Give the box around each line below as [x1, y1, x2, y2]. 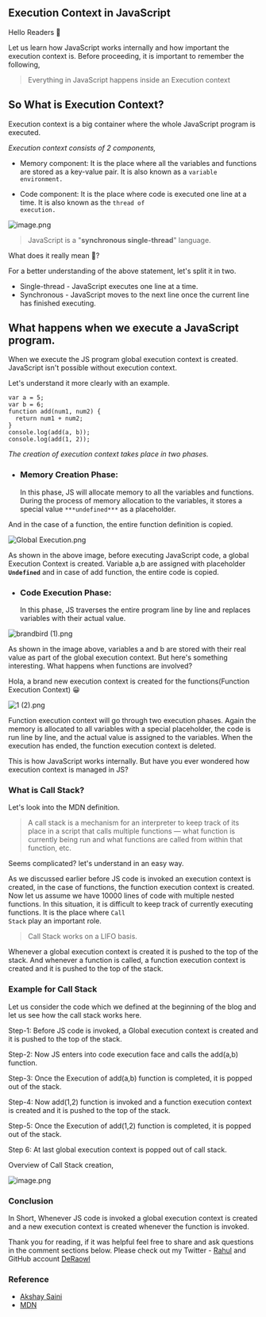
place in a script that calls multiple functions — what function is [27, 826, 236, 836]
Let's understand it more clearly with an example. [8, 379, 170, 388]
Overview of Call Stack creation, [8, 1160, 114, 1169]
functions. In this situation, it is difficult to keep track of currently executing [8, 899, 253, 909]
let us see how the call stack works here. [8, 1010, 142, 1019]
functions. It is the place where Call [8, 908, 125, 918]
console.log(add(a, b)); [8, 429, 91, 437]
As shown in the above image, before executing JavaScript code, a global [8, 550, 249, 560]
